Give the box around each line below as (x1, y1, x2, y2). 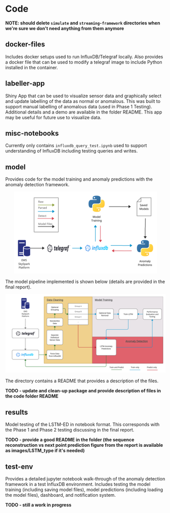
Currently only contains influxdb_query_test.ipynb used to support (5, 142, 147, 149)
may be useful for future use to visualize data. (5, 114, 102, 120)
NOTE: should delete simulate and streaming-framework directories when (5, 20, 160, 26)
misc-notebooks (5, 129, 59, 137)
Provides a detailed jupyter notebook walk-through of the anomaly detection (5, 476, 165, 482)
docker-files (5, 40, 45, 49)
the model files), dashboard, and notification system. (5, 492, 116, 498)
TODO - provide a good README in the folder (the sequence (5, 437, 135, 443)
